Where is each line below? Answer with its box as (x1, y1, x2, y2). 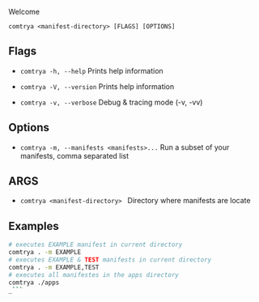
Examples (8, 219, 59, 233)
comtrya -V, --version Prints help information (19, 81, 175, 91)
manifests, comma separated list (19, 151, 129, 160)
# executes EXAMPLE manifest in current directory (8, 240, 183, 249)
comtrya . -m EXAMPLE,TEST (8, 263, 100, 271)
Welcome (8, 7, 40, 16)
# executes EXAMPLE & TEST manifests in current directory (8, 256, 212, 264)
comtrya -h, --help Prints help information (19, 66, 163, 75)
